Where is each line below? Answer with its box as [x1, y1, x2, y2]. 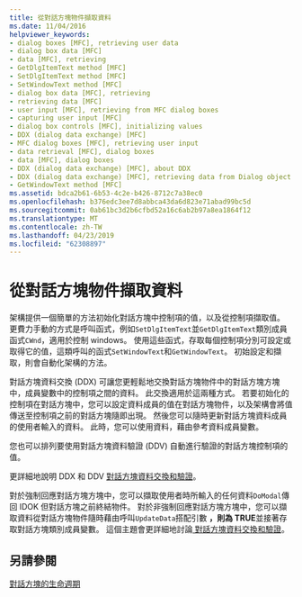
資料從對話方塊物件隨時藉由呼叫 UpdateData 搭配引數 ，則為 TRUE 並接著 [16, 512, 280, 523]
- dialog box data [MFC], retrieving [9, 88, 151, 97]
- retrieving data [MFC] [9, 96, 102, 106]
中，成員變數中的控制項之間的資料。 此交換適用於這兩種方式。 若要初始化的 [9, 388, 289, 399]
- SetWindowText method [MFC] [9, 80, 123, 89]
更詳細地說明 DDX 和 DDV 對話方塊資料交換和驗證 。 [9, 471, 201, 482]
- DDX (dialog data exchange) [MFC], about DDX [9, 164, 191, 173]
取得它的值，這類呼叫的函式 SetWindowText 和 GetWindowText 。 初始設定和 [9, 346, 274, 357]
